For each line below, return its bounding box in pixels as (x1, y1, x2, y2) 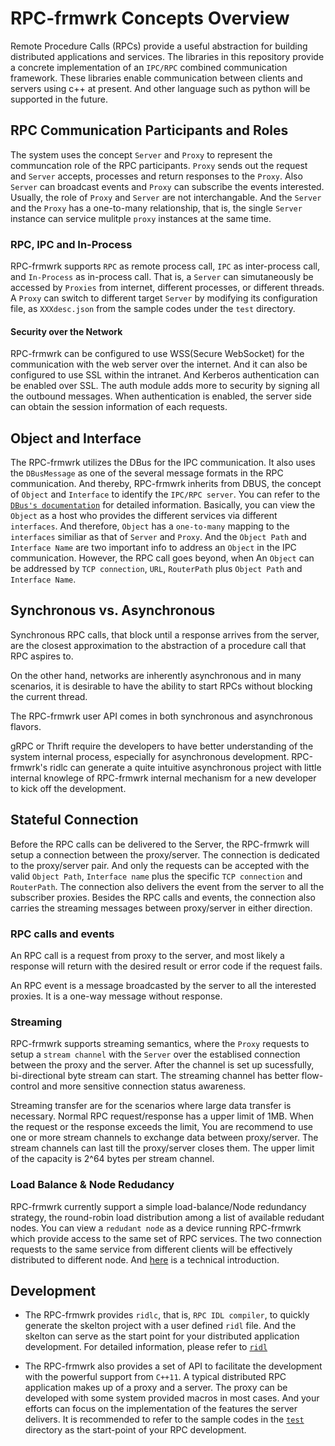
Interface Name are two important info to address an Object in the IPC (10, 542, 297, 554)
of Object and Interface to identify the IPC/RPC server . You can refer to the (10, 488, 321, 501)
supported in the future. (10, 93, 108, 105)
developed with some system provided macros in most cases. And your (24, 1392, 320, 1404)
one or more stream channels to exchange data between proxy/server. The (10, 1132, 319, 1144)
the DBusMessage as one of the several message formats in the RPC (10, 467, 284, 479)
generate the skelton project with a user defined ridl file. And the (24, 1320, 297, 1332)
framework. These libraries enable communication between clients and (10, 72, 303, 84)
